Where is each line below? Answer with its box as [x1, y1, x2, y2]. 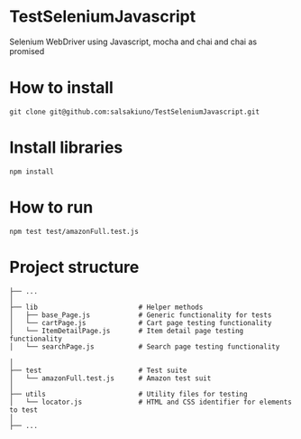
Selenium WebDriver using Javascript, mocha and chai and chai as [9, 36, 258, 47]
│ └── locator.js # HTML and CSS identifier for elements [9, 397, 293, 406]
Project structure [9, 257, 140, 277]
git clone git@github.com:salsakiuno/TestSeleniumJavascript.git [9, 107, 260, 117]
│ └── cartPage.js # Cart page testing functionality [9, 318, 272, 327]
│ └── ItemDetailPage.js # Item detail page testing [9, 326, 244, 335]
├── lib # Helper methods [9, 303, 204, 312]
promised [9, 45, 45, 56]
